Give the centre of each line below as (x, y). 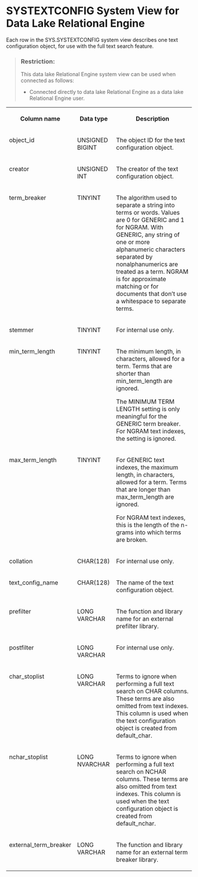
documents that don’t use (151, 294)
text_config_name (34, 583)
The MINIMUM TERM (145, 402)
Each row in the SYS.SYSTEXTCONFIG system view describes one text (92, 40)
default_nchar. (136, 824)
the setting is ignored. (146, 438)
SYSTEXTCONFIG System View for (93, 11)
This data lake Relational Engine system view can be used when (98, 74)
